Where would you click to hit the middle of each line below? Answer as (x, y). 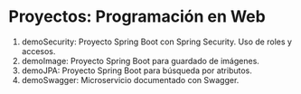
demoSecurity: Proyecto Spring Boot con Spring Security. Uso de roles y (157, 42)
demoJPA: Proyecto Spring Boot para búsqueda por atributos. (136, 70)
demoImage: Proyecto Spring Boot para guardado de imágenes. (140, 61)
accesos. (38, 51)
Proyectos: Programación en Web (137, 17)
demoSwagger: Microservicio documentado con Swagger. (130, 80)
